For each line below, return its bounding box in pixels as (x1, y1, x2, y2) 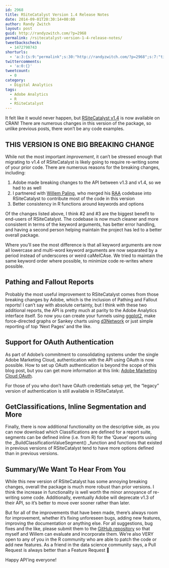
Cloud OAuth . (5, 372, 33, 378)
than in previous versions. (5, 451, 59, 457)
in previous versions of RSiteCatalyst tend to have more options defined (5, 445, 154, 451)
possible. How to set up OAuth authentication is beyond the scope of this (5, 362, 157, 368)
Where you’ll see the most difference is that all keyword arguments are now (5, 241, 162, 247)
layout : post (5, 26, 33, 31)
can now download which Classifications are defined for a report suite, (5, 429, 152, 435)
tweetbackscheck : (5, 40, 42, 45)
